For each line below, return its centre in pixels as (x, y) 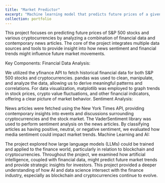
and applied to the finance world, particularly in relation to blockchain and (80, 149)
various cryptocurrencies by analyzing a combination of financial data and (80, 38)
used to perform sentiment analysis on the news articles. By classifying (77, 124)
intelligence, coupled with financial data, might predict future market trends (81, 160)
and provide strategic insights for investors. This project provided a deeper (81, 165)
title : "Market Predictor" (33, 10)
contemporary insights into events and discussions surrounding (69, 114)
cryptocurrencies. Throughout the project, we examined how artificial (75, 154)
